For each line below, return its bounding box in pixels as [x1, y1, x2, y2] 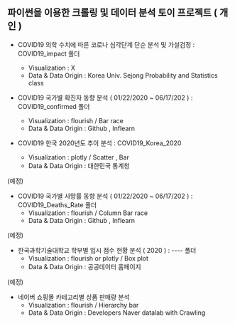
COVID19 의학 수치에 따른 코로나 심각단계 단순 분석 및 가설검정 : [17, 40, 195, 48]
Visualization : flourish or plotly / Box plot [28, 254, 149, 262]
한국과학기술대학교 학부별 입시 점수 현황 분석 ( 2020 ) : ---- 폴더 [17, 246, 197, 254]
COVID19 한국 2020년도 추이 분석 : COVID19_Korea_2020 [17, 138, 182, 147]
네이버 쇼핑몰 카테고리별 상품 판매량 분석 [17, 293, 130, 301]
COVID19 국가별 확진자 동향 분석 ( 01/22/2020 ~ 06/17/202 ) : [17, 93, 193, 102]
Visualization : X [28, 63, 76, 72]
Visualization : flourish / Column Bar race [28, 209, 148, 217]
